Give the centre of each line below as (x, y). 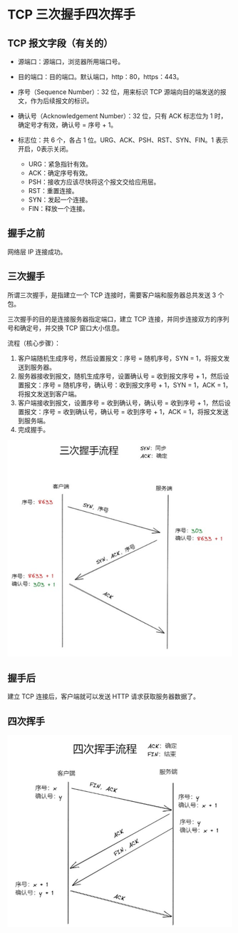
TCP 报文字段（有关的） (60, 43)
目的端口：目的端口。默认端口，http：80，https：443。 (100, 77)
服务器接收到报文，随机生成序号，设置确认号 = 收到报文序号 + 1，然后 (120, 376)
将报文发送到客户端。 (49, 393)
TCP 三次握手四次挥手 (72, 15)
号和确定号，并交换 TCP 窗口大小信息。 (65, 328)
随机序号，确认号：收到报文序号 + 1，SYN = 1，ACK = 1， (148, 385)
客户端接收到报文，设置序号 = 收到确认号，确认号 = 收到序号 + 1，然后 (121, 403)
